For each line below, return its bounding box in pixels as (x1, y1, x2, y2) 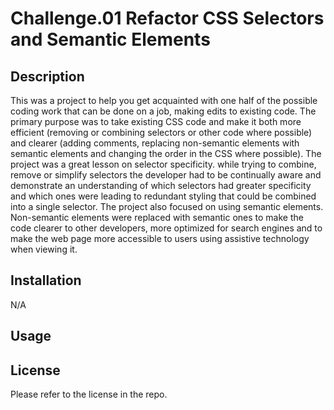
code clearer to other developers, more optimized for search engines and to (10, 222, 323, 234)
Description (10, 68, 85, 85)
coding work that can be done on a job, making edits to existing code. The (10, 105, 317, 117)
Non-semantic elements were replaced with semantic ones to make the (10, 212, 304, 223)
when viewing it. (10, 243, 78, 255)
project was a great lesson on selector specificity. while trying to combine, (10, 158, 317, 170)
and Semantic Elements (10, 28, 211, 51)
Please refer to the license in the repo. (10, 388, 168, 401)
